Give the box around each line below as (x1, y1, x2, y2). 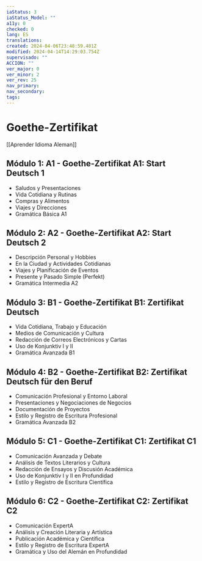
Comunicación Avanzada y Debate (15, 452, 103, 460)
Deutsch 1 (6, 168, 45, 178)
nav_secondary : (6, 89, 45, 95)
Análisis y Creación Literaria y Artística (15, 528, 113, 535)
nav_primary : (6, 83, 40, 89)
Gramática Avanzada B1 (15, 349, 75, 356)
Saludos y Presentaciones (15, 184, 81, 191)
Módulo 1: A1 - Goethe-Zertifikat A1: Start (6, 158, 166, 169)
